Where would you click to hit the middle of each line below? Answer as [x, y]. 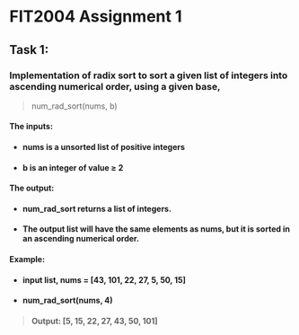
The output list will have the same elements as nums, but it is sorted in [156, 229]
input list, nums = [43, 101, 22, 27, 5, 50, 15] [104, 279]
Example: [27, 260]
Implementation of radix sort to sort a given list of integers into [149, 75]
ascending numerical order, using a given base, [115, 86]
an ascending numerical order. [81, 239]
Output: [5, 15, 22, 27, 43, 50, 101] [95, 321]
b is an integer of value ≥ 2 [73, 167]
